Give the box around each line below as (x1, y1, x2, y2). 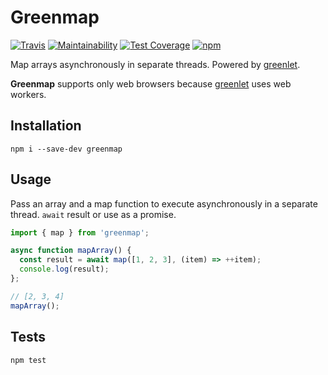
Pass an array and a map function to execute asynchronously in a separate (10, 197, 318, 210)
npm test (10, 355, 47, 365)
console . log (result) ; (19, 264, 110, 275)
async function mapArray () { (10, 246, 132, 256)
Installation (10, 117, 82, 135)
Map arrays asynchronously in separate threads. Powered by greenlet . (10, 58, 301, 70)
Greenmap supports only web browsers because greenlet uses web (10, 77, 292, 90)
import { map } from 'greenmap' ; (10, 227, 150, 238)
